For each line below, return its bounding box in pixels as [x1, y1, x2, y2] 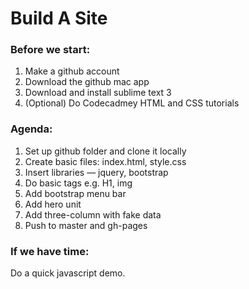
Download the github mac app [24, 76, 150, 88]
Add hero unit [24, 198, 82, 210]
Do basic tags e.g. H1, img [24, 177, 133, 189]
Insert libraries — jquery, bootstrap [24, 166, 169, 178]
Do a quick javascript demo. [10, 267, 126, 279]
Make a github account [24, 65, 120, 77]
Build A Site [10, 7, 108, 30]
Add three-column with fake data [24, 208, 162, 221]
